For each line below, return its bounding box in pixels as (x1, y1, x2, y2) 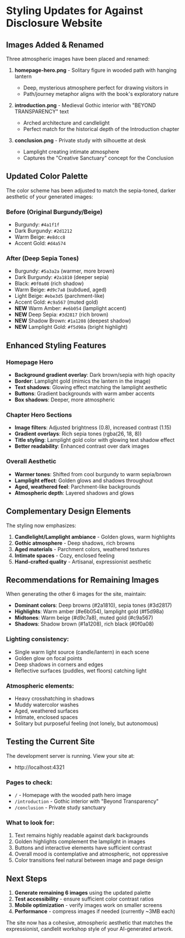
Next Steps (6, 874, 47, 884)
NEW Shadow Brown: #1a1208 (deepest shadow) (14, 317, 131, 324)
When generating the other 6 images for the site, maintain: (6, 590, 146, 597)
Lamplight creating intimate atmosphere (23, 148, 120, 155)
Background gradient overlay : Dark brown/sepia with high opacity (14, 372, 176, 379)
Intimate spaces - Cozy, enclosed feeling (14, 552, 115, 559)
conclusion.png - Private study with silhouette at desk (14, 137, 146, 144)
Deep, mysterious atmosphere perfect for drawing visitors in (23, 84, 169, 91)
